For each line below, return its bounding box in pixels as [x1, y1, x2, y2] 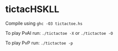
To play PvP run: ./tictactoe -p [5, 39, 73, 46]
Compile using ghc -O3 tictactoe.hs [5, 20, 83, 26]
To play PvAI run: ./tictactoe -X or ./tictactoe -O [5, 30, 113, 36]
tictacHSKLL [5, 4, 60, 15]
